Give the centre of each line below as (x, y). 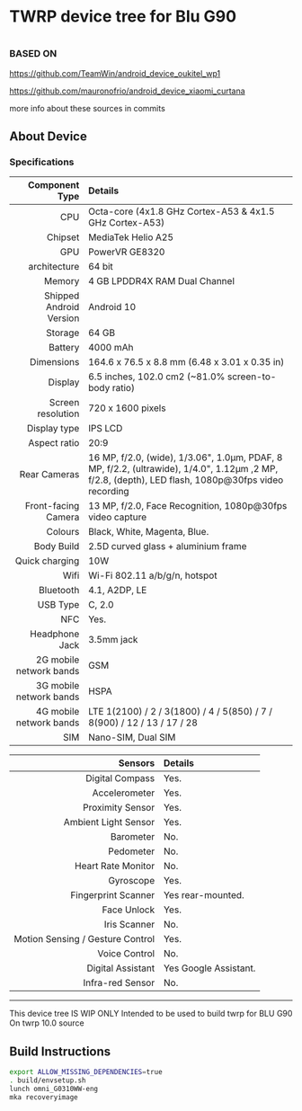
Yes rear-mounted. (204, 895)
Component (53, 185)
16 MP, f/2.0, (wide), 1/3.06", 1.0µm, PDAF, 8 (186, 458)
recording (109, 492)
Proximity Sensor (119, 808)
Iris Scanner (129, 925)
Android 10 (112, 307)
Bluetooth (59, 591)
